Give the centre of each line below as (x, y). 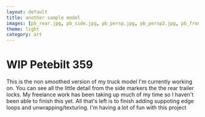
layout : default (27, 12)
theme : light (23, 29)
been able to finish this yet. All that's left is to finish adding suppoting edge (100, 101)
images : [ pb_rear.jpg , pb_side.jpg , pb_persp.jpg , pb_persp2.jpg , (92, 23)
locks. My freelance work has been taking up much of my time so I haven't (100, 94)
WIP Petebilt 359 (50, 65)
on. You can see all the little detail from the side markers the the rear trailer (100, 88)
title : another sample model (43, 18)
